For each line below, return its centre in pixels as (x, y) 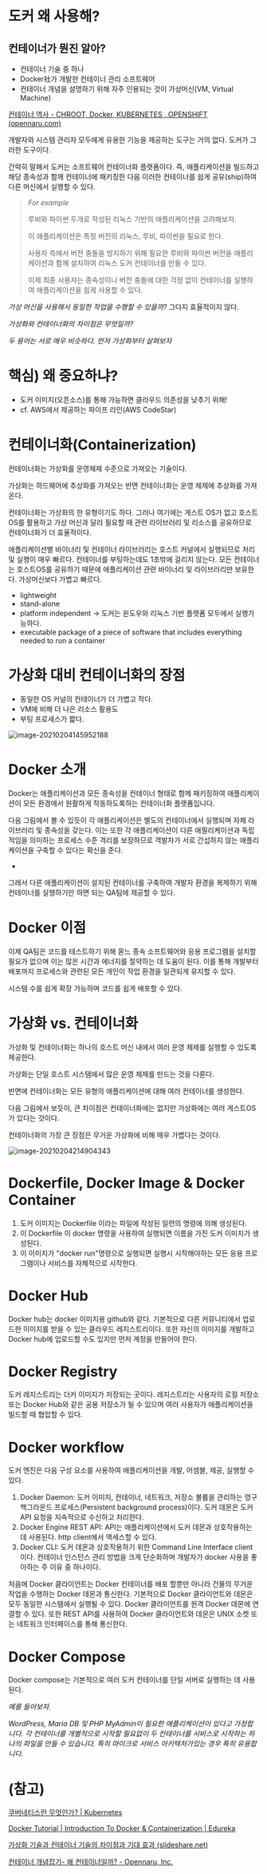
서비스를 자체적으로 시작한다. (92, 1263)
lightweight (38, 595)
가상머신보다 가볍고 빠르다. (60, 579)
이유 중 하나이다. (75, 1567)
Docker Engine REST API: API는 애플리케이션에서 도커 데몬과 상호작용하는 (136, 1527)
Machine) (35, 98)
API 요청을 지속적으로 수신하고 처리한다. (82, 1517)
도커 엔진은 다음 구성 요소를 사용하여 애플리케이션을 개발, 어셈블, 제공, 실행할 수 (132, 1470)
